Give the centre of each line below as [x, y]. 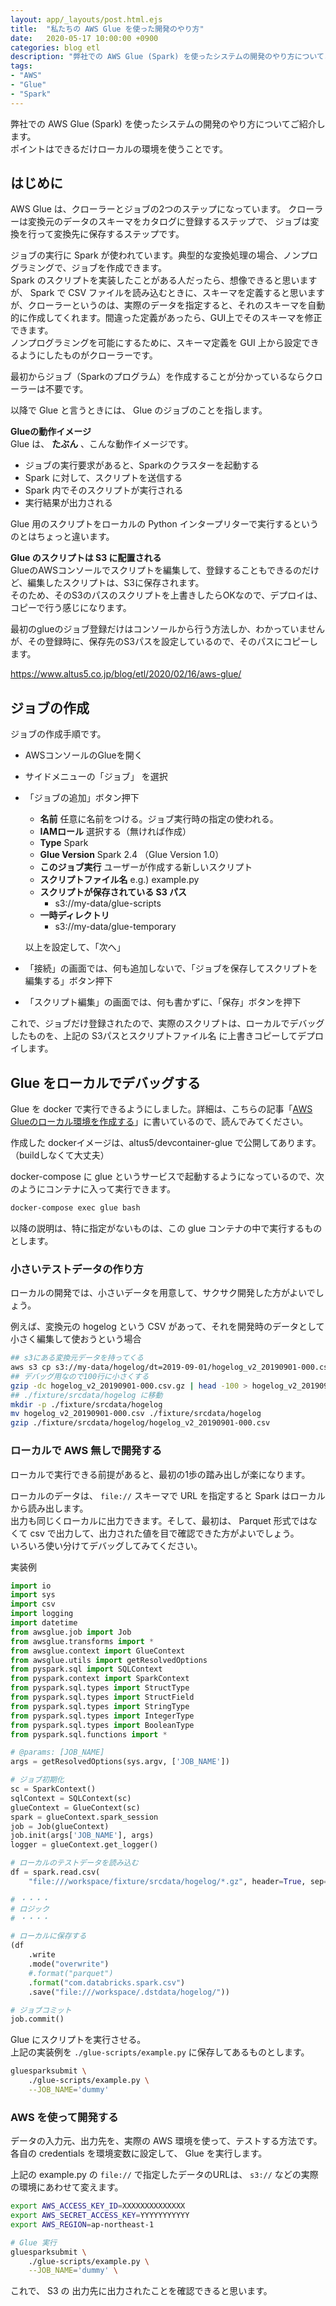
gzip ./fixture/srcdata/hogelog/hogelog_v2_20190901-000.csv [140, 1423]
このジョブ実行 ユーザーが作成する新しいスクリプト [146, 867]
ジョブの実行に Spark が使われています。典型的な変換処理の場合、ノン [155, 255]
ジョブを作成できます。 [119, 268]
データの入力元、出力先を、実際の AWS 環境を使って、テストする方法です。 [166, 2141]
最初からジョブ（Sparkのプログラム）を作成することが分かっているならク [162, 377]
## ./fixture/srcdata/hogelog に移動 [86, 1395]
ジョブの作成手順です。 [58, 734]
